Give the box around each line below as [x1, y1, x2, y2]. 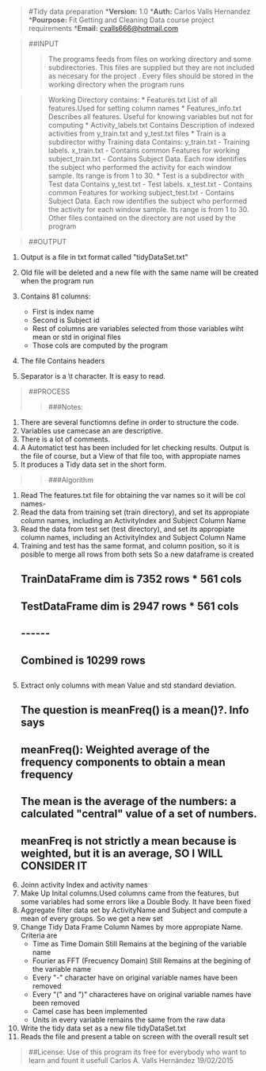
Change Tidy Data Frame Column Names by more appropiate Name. [20, 922, 244, 931]
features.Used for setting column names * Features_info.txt [47, 103, 242, 113]
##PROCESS [28, 387, 70, 396]
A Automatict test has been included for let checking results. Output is [20, 443, 250, 452]
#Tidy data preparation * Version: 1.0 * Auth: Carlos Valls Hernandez [28, 7, 251, 16]
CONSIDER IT [20, 859, 88, 873]
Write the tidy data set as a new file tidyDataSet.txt [20, 1023, 187, 1033]
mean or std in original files [32, 333, 121, 341]
